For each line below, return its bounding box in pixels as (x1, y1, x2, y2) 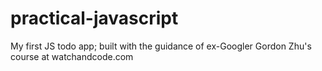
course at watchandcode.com (10, 50, 134, 62)
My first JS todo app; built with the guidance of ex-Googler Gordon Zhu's (10, 40, 312, 52)
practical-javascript (10, 7, 179, 30)
